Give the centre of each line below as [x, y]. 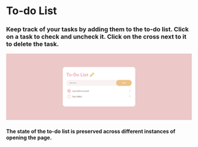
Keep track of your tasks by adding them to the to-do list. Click [98, 30]
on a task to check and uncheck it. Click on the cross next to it [96, 37]
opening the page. [29, 138]
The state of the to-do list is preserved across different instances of [91, 132]
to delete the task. [32, 44]
